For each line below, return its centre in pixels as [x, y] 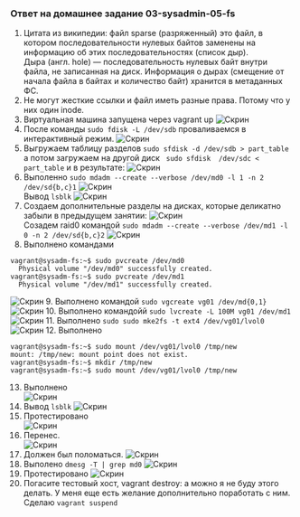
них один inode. [54, 110]
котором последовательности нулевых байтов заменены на [140, 42]
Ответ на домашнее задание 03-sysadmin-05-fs [123, 14]
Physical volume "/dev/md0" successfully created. [116, 269]
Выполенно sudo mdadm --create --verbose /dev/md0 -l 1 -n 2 [144, 177]
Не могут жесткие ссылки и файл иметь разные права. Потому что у [157, 100]
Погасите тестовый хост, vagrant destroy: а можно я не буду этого [151, 484]
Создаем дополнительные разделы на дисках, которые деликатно [152, 206]
